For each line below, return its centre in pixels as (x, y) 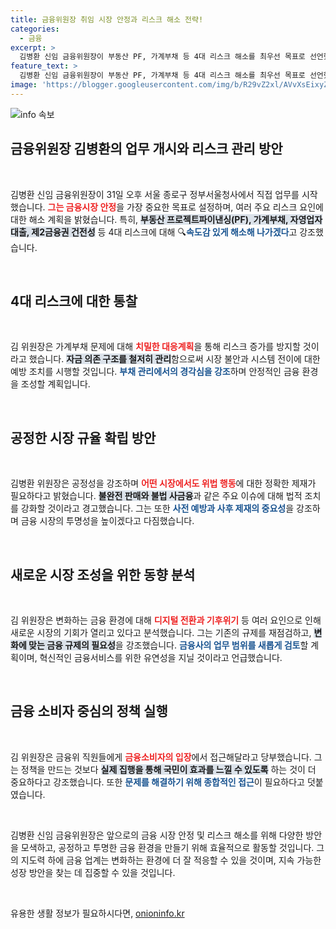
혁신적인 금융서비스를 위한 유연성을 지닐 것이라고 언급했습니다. (161, 657)
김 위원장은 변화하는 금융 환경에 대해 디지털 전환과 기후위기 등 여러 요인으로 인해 (166, 620)
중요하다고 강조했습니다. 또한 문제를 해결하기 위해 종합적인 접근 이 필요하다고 (157, 782)
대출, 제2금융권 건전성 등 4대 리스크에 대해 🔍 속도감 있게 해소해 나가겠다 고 (154, 232)
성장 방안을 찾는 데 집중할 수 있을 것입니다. (93, 872)
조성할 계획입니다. (55, 384)
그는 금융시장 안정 (82, 207)
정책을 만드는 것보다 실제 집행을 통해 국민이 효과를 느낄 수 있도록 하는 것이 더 (168, 769)
